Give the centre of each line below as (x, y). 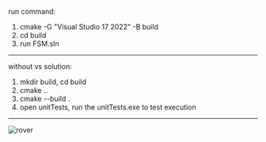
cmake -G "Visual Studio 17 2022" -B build (89, 27)
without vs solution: (40, 66)
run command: (32, 12)
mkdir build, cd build (53, 82)
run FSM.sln (39, 44)
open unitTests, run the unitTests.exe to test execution (108, 107)
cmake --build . (45, 99)
